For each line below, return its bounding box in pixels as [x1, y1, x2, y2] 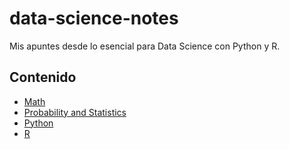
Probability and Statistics [23, 106, 127, 118]
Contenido [9, 69, 77, 86]
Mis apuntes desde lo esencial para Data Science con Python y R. [9, 40, 281, 52]
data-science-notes [9, 7, 179, 30]
